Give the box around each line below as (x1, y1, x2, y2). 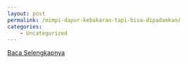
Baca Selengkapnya (7, 49, 65, 57)
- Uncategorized (20, 29, 68, 37)
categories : (7, 23, 42, 30)
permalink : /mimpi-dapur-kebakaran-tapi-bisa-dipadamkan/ (7, 17, 181, 24)
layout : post (7, 10, 46, 17)
